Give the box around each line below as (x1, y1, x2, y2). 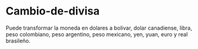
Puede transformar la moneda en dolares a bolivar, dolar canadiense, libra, (5, 24, 193, 31)
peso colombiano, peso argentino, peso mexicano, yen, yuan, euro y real (5, 30, 188, 38)
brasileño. (5, 37, 31, 44)
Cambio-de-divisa (5, 4, 100, 18)
